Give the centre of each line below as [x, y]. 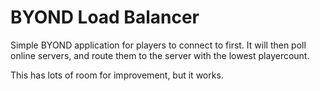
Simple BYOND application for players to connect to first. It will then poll [158, 45]
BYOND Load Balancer [105, 17]
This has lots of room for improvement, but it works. [117, 75]
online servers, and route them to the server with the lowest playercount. [160, 55]
